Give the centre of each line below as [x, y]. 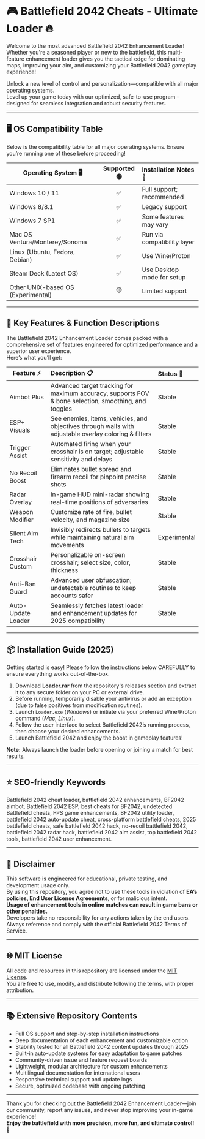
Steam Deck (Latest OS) [44, 273]
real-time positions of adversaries [99, 502]
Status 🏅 [170, 374]
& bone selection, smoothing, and [98, 401]
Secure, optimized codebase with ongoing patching [80, 1086]
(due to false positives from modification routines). [79, 705]
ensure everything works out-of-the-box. [58, 674]
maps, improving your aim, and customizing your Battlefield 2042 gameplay [102, 65]
